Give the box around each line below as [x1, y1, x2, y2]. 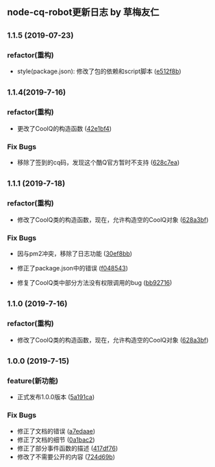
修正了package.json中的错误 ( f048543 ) [16, 264, 129, 273]
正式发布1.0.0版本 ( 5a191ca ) [16, 393, 94, 401]
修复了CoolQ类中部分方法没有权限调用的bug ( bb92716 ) [16, 279, 173, 287]
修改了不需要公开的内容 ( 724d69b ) [16, 453, 115, 461]
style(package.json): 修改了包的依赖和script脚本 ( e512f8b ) [16, 67, 181, 75]
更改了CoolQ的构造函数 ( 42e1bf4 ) [16, 124, 112, 132]
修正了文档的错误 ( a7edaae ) [16, 427, 96, 435]
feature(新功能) [7, 376, 59, 386]
